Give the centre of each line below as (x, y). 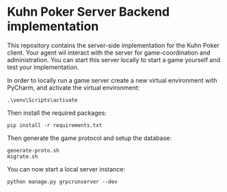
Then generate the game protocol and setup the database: (90, 138)
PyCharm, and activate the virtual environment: (74, 87)
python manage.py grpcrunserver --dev (62, 182)
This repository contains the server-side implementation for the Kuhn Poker (113, 45)
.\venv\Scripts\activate (42, 100)
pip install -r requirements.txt (55, 125)
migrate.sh (23, 156)
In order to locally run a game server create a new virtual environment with (112, 80)
